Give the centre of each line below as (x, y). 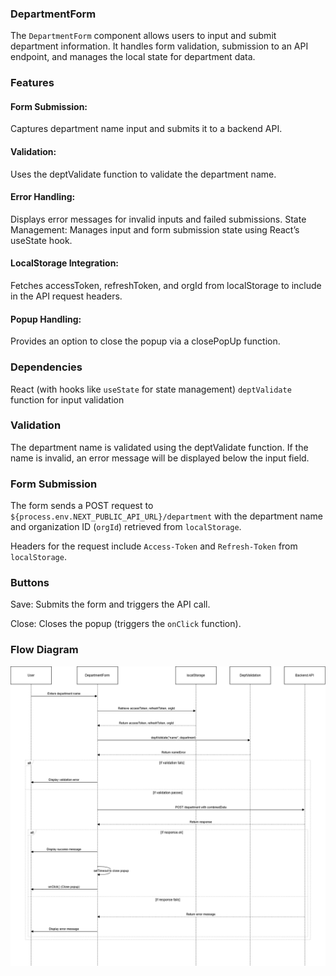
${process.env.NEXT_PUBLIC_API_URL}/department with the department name (166, 516)
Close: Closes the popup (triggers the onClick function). (126, 624)
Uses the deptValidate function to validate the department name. (143, 174)
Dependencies (46, 367)
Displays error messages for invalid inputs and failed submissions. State (158, 219)
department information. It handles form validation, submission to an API (159, 46)
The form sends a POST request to (82, 506)
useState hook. (41, 240)
